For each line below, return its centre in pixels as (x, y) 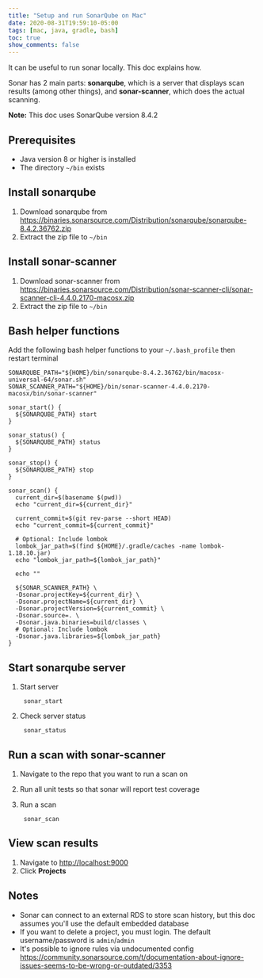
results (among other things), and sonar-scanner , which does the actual (127, 91)
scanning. (25, 100)
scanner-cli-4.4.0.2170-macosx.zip (77, 297)
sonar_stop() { (33, 463)
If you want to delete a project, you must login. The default (115, 931)
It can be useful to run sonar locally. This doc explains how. (105, 67)
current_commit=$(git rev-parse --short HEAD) (93, 519)
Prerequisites (42, 140)
